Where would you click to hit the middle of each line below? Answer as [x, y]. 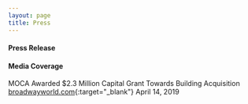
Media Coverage [36, 66]
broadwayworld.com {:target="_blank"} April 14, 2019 [94, 92]
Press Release [32, 48]
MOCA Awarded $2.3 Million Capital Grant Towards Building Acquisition [124, 84]
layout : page [30, 15]
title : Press [30, 23]
